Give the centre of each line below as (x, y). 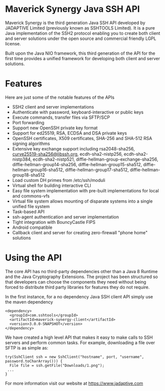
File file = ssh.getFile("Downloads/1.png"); (57, 365)
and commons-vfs (31, 196)
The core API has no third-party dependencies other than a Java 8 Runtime (82, 271)
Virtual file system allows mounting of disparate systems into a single (82, 201)
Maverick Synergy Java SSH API (73, 9)
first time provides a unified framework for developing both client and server (82, 58)
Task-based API (28, 212)
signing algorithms (31, 143)
